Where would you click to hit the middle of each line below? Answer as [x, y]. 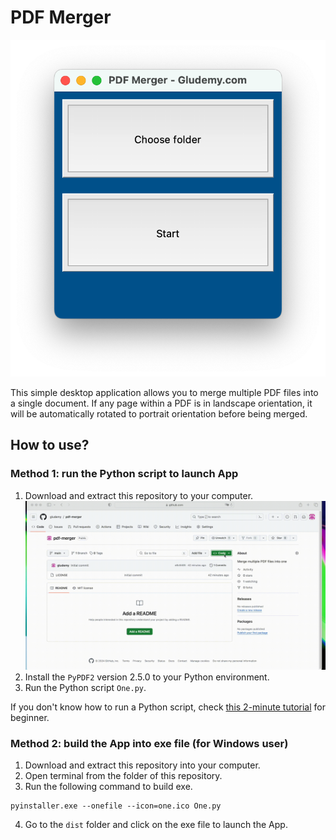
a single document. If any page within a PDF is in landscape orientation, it [161, 403]
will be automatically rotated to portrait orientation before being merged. [159, 414]
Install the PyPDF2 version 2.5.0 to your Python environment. [147, 677]
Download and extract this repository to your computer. [139, 495]
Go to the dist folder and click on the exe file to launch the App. [156, 825]
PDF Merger [61, 17]
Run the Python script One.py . [85, 687]
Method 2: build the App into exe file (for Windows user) [149, 743]
